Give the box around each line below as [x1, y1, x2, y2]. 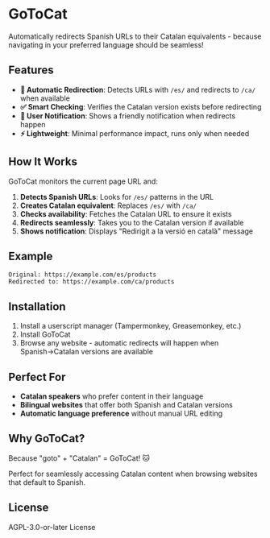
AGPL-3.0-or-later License [8, 522, 96, 532]
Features [8, 64, 54, 77]
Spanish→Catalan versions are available [19, 347, 153, 357]
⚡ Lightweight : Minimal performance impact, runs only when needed [19, 128, 250, 138]
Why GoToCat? [8, 432, 85, 445]
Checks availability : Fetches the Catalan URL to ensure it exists [19, 209, 232, 218]
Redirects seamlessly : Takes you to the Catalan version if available [19, 217, 244, 227]
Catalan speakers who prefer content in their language [19, 391, 204, 401]
